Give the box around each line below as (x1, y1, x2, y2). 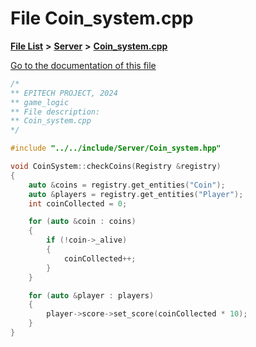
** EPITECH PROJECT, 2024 (10, 88, 118, 98)
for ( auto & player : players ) (28, 290, 155, 301)
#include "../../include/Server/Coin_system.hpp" (10, 143, 222, 154)
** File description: (10, 107, 101, 117)
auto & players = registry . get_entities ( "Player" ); (28, 189, 244, 199)
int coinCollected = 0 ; (28, 198, 128, 209)
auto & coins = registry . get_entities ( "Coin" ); (28, 180, 226, 190)
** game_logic (10, 97, 70, 107)
